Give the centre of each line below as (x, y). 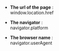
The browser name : (32, 38)
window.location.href (32, 13)
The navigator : (26, 22)
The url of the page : (32, 7)
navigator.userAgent (31, 43)
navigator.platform (29, 28)
